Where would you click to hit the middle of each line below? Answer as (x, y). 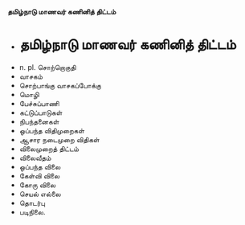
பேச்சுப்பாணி (39, 103)
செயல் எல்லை (40, 194)
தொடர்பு (32, 202)
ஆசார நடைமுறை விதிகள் (59, 139)
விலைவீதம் (35, 157)
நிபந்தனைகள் (39, 121)
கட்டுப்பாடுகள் (41, 112)
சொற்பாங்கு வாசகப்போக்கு (60, 85)
